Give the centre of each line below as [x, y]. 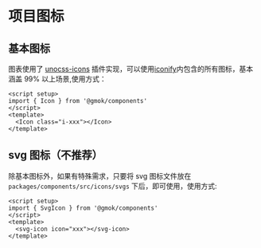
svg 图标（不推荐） [56, 155]
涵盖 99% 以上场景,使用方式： [58, 79]
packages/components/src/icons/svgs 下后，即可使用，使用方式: [113, 186]
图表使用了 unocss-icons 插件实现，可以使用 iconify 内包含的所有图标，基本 [130, 69]
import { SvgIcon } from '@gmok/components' [83, 208]
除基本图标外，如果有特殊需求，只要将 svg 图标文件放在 [100, 175]
